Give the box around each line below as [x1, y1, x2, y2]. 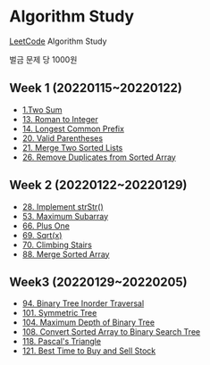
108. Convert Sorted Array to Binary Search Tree [21, 327, 201, 337]
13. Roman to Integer [21, 113, 98, 124]
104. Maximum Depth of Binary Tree [21, 317, 155, 328]
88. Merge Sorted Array [21, 248, 110, 260]
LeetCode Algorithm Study [9, 36, 107, 46]
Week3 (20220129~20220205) [9, 274, 188, 289]
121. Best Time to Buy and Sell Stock [21, 345, 156, 356]
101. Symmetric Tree [21, 308, 97, 319]
